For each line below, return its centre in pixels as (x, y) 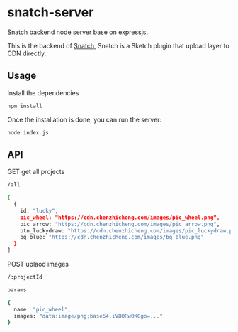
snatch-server (51, 12)
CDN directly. (27, 53)
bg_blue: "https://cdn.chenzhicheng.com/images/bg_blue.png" (112, 237)
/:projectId (25, 277)
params (17, 290)
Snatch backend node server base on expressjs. (78, 32)
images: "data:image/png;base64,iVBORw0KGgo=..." (88, 316)
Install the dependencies (43, 92)
